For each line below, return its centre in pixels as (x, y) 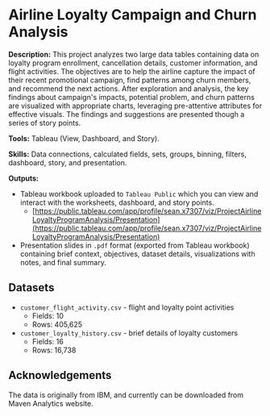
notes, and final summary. (63, 262)
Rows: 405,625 (57, 324)
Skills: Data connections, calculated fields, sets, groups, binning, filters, (128, 154)
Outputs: (23, 178)
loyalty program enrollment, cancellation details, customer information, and (133, 63)
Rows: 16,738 (54, 350)
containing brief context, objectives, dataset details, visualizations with (137, 254)
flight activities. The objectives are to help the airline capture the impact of (132, 71)
